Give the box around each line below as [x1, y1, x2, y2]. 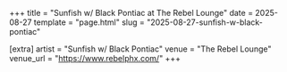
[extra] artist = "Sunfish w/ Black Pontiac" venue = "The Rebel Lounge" [9, 44, 272, 54]
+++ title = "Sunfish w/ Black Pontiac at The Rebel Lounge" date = [9, 8, 253, 18]
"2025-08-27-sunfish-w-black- [146, 17, 264, 28]
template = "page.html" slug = [33, 17, 145, 28]
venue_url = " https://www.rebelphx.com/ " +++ [9, 53, 181, 63]
